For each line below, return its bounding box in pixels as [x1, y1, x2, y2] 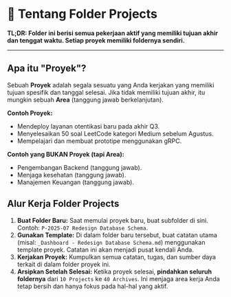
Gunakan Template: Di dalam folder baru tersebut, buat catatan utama [16, 230, 218, 239]
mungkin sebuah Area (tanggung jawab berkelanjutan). [7, 96, 164, 104]
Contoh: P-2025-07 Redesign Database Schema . [16, 223, 148, 232]
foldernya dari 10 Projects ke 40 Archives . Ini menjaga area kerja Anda [16, 274, 220, 283]
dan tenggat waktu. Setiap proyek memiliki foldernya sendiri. [7, 36, 186, 44]
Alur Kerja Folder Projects [7, 198, 120, 210]
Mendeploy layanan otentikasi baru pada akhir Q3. [16, 122, 160, 130]
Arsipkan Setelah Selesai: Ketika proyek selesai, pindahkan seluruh [16, 267, 212, 276]
